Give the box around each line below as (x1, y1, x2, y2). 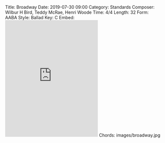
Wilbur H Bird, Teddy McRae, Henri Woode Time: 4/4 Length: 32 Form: (5, 9, 149, 15)
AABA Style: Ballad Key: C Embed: (5, 15, 75, 20)
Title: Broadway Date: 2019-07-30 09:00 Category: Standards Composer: (5, 4, 155, 10)
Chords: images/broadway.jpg (98, 132, 161, 138)
